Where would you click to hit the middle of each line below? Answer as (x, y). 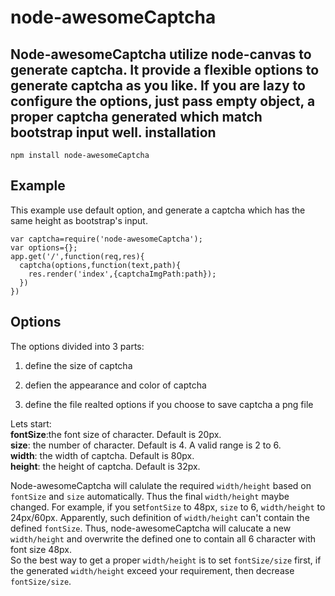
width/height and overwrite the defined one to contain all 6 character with (163, 538)
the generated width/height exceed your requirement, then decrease (152, 570)
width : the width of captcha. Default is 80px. (102, 455)
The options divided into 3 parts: (77, 346)
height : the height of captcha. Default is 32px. (105, 466)
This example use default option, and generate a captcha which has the (158, 210)
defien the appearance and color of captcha (115, 385)
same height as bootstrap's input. (79, 220)
